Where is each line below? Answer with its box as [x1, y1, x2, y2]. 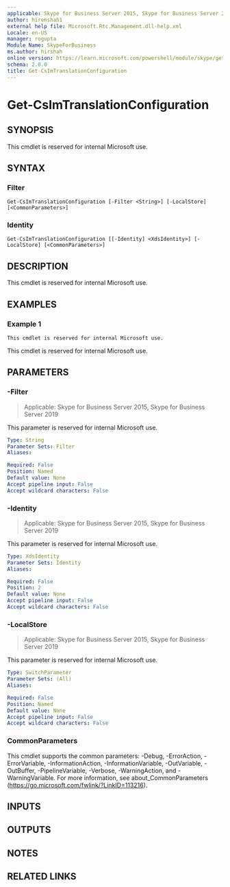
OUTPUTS [7, 824, 51, 836]
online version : [7, 55, 53, 62]
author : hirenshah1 [7, 16, 63, 23]
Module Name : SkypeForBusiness [7, 42, 97, 49]
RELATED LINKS [7, 871, 77, 882]
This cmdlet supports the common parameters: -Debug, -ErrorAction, [7, 752, 203, 760]
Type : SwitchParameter [7, 670, 72, 676]
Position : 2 [7, 584, 41, 591]
